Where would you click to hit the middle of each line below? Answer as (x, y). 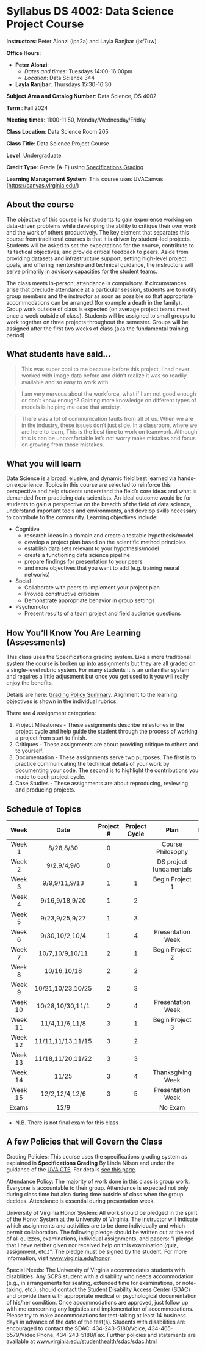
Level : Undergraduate (34, 155)
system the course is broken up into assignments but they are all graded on (101, 663)
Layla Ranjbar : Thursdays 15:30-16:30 (63, 84)
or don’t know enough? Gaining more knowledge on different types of (109, 400)
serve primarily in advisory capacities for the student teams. (82, 271)
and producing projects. (45, 790)
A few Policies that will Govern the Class (85, 1142)
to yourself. (29, 751)
